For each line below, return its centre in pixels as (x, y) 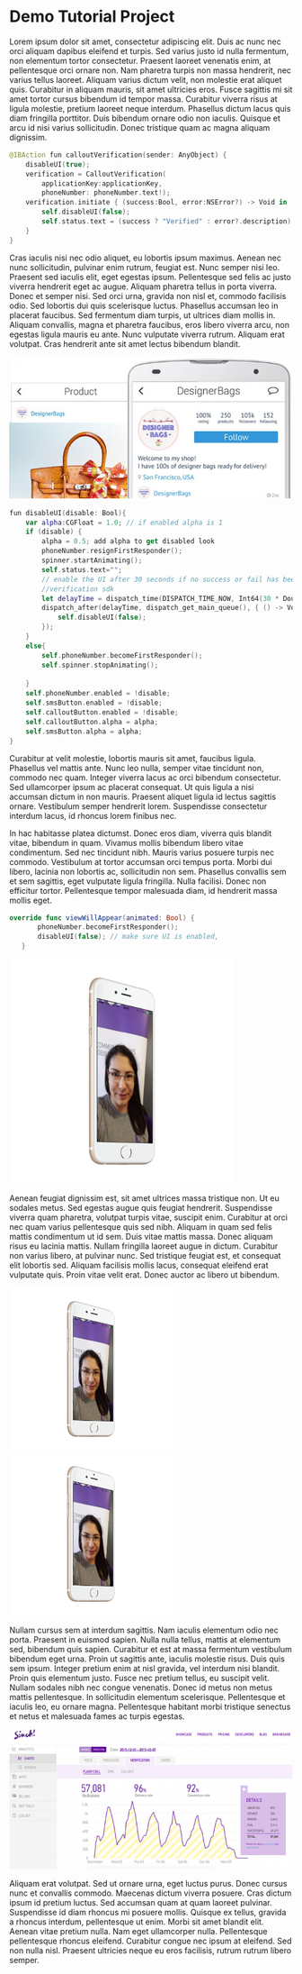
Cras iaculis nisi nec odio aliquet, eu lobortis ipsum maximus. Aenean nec (145, 258)
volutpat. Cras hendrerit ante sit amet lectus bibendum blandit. (125, 343)
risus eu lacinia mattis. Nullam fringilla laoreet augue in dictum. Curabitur (144, 1246)
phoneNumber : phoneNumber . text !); (106, 193)
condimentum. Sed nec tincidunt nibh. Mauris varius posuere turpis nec (142, 852)
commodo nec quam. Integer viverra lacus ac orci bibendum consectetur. (145, 778)
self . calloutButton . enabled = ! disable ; (102, 713)
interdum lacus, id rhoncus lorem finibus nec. (93, 815)
